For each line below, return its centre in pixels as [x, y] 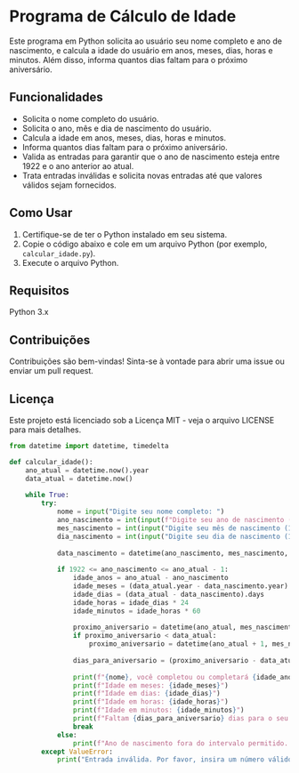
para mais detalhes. [45, 430]
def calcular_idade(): [51, 462]
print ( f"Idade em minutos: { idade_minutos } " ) [158, 710]
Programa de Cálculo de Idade [123, 16]
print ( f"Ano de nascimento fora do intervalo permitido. [181, 743]
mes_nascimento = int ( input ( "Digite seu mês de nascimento [168, 528]
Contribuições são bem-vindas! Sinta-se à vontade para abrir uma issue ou [147, 361]
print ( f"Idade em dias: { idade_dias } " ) [146, 694]
